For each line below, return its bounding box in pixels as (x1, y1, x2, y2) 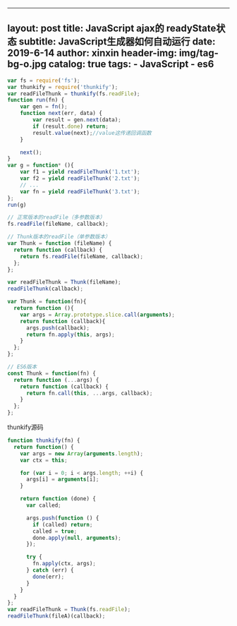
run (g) (7, 201, 27, 208)
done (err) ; (32, 573, 65, 580)
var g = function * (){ (7, 162, 74, 169)
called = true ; (32, 527, 78, 535)
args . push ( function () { (25, 514, 99, 522)
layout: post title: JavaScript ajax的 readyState (7, 23, 217, 35)
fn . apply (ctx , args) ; (32, 560, 97, 567)
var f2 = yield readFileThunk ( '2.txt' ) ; (20, 175, 140, 182)
